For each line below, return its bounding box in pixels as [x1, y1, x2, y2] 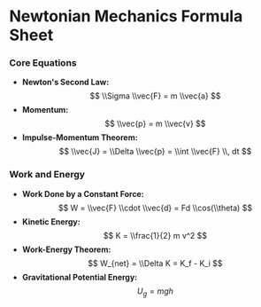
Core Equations [9, 57, 77, 69]
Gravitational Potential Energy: [21, 272, 138, 282]
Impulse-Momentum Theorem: [21, 132, 139, 143]
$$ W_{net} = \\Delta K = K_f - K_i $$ [88, 257, 223, 268]
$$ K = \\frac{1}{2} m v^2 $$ [103, 230, 208, 240]
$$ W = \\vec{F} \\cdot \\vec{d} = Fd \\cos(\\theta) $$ [58, 202, 253, 213]
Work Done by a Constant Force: [21, 188, 144, 199]
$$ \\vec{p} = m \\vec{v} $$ [104, 118, 206, 130]
